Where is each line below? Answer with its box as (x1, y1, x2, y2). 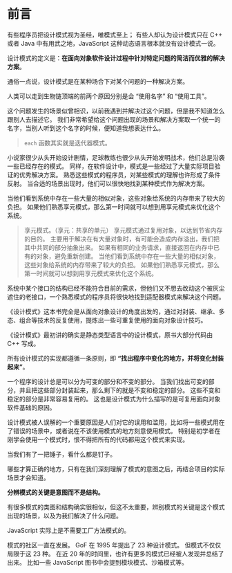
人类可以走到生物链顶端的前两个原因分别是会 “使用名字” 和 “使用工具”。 (7, 91, 211, 100)
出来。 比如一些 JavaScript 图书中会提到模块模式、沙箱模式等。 (7, 558, 188, 566)
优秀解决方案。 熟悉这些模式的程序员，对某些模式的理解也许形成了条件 (19, 170, 221, 179)
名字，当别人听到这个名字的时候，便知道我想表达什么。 (7, 124, 164, 132)
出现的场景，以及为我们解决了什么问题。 (7, 511, 122, 520)
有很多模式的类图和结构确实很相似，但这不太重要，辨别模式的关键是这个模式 (7, 502, 225, 511)
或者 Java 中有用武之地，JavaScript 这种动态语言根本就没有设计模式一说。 (7, 39, 220, 47)
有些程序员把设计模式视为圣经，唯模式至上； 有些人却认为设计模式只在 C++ (7, 30, 223, 39)
